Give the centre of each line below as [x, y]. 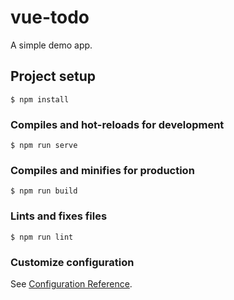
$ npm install [40, 99]
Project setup [53, 76]
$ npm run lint [42, 237]
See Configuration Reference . [71, 283]
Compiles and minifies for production [102, 170]
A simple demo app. [51, 45]
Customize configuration [72, 262]
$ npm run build [44, 191]
